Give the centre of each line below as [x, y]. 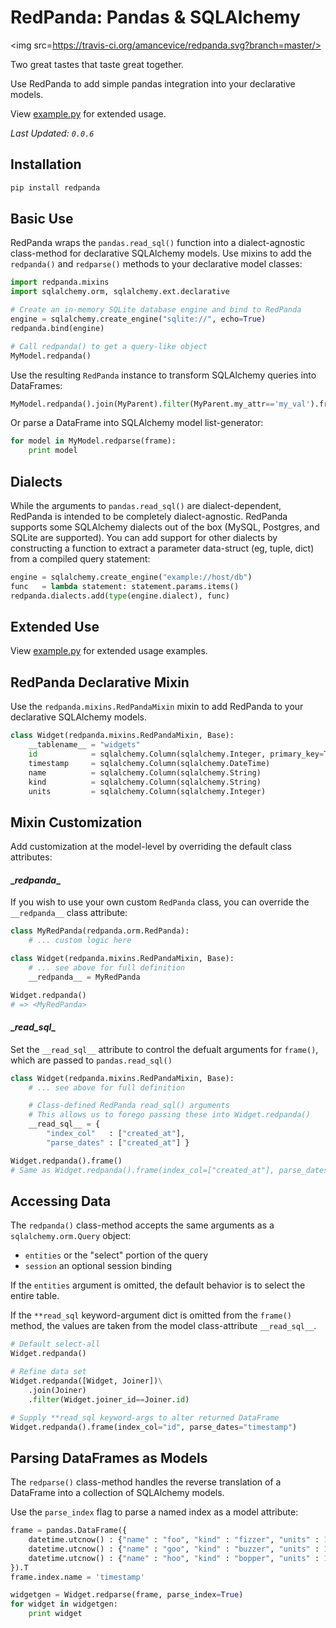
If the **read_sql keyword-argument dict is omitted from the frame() [151, 1315]
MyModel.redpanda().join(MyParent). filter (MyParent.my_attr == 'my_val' [160, 404]
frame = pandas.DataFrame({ [69, 1531]
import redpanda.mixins [60, 282]
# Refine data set [48, 1372]
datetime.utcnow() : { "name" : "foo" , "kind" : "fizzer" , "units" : [174, 1540]
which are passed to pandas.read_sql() [91, 1060]
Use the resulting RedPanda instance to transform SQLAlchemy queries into [163, 375]
